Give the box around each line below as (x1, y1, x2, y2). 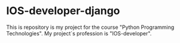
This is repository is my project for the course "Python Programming (6, 24, 175, 31)
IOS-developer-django (6, 4, 121, 18)
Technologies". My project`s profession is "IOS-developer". (6, 29, 152, 37)
